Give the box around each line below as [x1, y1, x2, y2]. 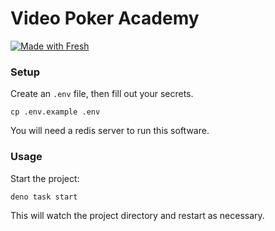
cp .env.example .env [10, 107, 101, 117]
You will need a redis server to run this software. [10, 125, 210, 137]
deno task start [10, 192, 78, 202]
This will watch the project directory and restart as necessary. [10, 209, 265, 221]
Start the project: [10, 172, 80, 184]
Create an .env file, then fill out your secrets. [10, 88, 194, 100]
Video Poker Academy [10, 7, 200, 30]
